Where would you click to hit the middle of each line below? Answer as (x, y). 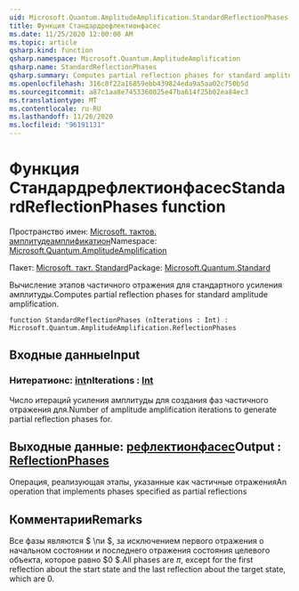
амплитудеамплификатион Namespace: (83, 240)
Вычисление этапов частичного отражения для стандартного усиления (146, 285)
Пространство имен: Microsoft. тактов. (83, 231)
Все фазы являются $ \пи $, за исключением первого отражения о (137, 541)
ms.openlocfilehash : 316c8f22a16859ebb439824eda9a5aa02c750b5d (129, 84)
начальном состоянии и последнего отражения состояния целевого (140, 551)
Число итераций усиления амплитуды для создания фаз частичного (139, 400)
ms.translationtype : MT (53, 100)
